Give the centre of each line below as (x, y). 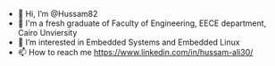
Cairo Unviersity (47, 33)
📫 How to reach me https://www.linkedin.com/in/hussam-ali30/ (135, 52)
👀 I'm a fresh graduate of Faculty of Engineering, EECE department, (142, 23)
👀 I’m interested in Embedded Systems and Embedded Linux (129, 42)
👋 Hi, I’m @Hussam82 (58, 14)
